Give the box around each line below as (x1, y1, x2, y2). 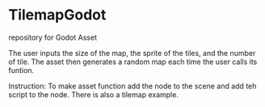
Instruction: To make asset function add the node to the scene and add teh (8, 81, 257, 91)
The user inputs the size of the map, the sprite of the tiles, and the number (8, 48, 256, 58)
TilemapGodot (8, 6, 107, 24)
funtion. (8, 65, 35, 75)
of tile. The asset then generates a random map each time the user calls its (8, 57, 258, 66)
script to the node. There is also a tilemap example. (8, 89, 179, 99)
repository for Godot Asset (8, 32, 97, 42)
